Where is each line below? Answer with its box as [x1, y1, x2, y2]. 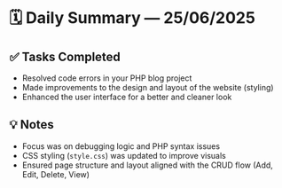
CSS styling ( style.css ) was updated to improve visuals [21, 150, 226, 161]
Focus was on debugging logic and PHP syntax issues [21, 140, 220, 152]
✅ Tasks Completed [9, 49, 121, 64]
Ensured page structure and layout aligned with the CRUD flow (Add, [21, 160, 273, 170]
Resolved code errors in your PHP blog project [21, 73, 192, 83]
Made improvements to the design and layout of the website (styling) [21, 82, 274, 92]
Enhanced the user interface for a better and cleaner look [21, 91, 232, 102]
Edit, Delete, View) [21, 168, 90, 179]
